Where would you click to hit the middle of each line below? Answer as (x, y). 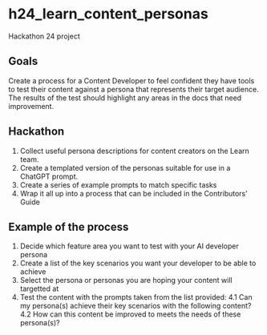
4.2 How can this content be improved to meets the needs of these (130, 314)
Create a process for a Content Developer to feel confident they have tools (131, 80)
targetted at (39, 289)
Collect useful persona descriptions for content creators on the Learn (135, 151)
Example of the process (69, 226)
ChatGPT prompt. (49, 176)
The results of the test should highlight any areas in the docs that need (125, 98)
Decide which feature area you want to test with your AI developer (129, 246)
